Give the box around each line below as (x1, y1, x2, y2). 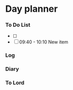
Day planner (5, 3, 58, 15)
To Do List (5, 21, 31, 29)
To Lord (5, 79, 25, 86)
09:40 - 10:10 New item (19, 39, 68, 45)
